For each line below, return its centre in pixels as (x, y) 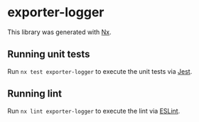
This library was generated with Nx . (59, 32)
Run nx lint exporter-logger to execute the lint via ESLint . (94, 111)
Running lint (35, 94)
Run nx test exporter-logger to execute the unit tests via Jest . (100, 71)
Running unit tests (49, 54)
